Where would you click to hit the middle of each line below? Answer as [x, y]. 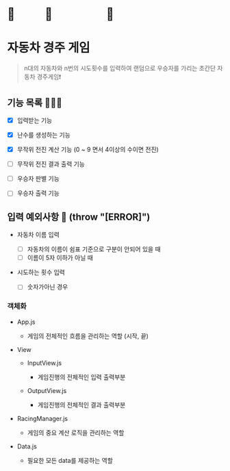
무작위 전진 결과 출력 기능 [51, 164]
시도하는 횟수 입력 [41, 272]
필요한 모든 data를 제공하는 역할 [70, 460]
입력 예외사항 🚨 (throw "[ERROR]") [79, 217]
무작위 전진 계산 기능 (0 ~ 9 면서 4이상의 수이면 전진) [88, 150]
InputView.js [44, 363]
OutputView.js [47, 390]
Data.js [27, 446]
